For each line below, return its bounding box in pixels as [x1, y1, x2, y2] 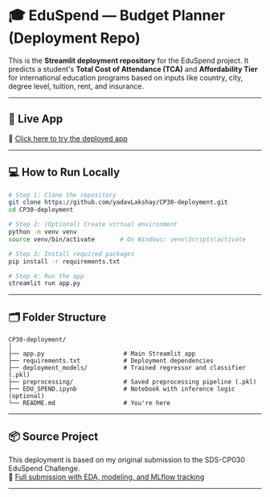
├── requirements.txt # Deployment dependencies [8, 357, 215, 365]
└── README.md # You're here [8, 400, 171, 408]
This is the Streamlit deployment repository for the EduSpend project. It [8, 56, 249, 65]
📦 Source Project [8, 429, 99, 443]
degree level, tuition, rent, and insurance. [8, 81, 145, 91]
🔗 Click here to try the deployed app [8, 134, 129, 143]
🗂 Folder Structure [8, 310, 107, 324]
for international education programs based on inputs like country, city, [8, 72, 243, 82]
